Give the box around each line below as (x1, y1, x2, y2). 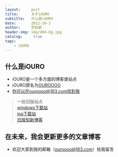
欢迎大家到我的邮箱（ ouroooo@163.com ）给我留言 (12, 146, 114, 152)
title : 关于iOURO (5, 12, 50, 17)
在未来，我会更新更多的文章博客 (5, 132, 101, 141)
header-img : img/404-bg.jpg (5, 30, 62, 35)
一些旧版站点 (17, 99, 43, 105)
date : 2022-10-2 (5, 20, 51, 26)
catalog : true (5, 35, 42, 39)
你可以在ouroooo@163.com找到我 (12, 88, 80, 94)
